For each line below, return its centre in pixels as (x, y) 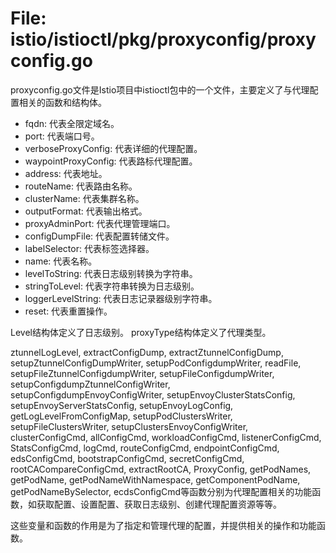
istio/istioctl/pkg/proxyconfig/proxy (163, 39)
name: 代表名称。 (61, 261)
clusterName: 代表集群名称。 (84, 198)
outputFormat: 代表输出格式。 (86, 211)
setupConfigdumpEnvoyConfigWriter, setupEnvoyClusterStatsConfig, (153, 394)
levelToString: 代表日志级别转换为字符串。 (111, 273)
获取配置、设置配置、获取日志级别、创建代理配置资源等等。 (159, 504)
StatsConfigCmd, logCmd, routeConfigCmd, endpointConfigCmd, (145, 448)
